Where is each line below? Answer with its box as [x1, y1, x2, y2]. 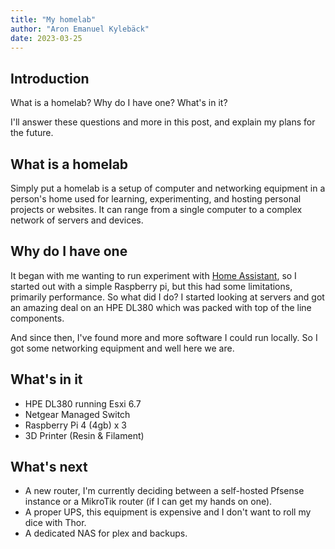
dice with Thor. [24, 517, 87, 529]
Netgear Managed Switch [24, 408, 131, 420]
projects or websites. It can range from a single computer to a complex [10, 204, 303, 215]
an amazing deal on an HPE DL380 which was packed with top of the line [10, 301, 312, 313]
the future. [10, 127, 54, 139]
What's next [10, 459, 88, 476]
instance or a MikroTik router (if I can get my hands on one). [24, 496, 273, 508]
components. [10, 312, 65, 324]
